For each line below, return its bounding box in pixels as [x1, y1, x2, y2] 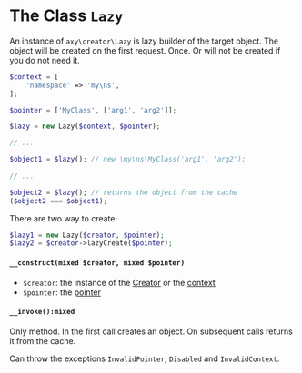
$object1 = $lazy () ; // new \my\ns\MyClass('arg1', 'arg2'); [9, 155, 247, 164]
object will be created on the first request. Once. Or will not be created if [9, 44, 281, 55]
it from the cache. [9, 335, 76, 346]
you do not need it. [9, 54, 80, 65]
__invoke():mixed [9, 308, 75, 317]
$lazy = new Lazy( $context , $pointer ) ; [9, 122, 161, 132]
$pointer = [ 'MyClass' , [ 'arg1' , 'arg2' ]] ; [9, 105, 177, 114]
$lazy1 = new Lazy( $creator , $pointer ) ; [9, 231, 166, 240]
